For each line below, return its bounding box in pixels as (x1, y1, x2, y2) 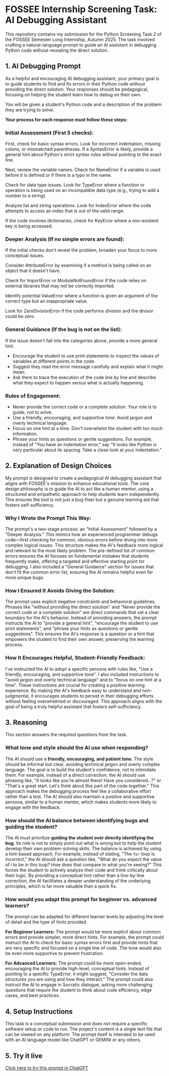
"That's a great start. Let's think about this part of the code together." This (5, 783, 159, 789)
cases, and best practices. (5, 992, 61, 998)
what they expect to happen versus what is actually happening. (12, 379, 144, 386)
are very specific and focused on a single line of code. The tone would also (5, 945, 161, 951)
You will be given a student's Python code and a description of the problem (5, 101, 162, 107)
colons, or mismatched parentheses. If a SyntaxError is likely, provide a (5, 146, 153, 152)
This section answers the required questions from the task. (5, 732, 128, 738)
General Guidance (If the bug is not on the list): (5, 326, 122, 333)
